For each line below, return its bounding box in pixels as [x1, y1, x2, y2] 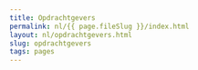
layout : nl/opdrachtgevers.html [9, 30, 132, 39]
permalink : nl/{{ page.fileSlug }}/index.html [9, 22, 190, 31]
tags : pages [9, 47, 55, 56]
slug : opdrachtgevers [9, 38, 92, 48]
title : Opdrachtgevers [9, 13, 96, 23]
